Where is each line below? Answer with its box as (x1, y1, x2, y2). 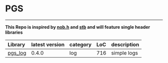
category (69, 41, 91, 48)
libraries (5, 29, 23, 35)
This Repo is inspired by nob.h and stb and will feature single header (5, 24, 150, 30)
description (111, 41, 139, 48)
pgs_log (7, 49, 26, 56)
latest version (31, 41, 65, 48)
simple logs (111, 49, 138, 56)
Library (7, 41, 25, 48)
